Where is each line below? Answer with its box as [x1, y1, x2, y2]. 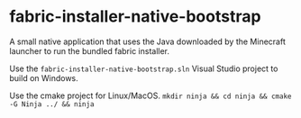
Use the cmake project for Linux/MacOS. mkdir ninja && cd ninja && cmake [9, 90, 292, 101]
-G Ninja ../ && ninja [9, 99, 95, 109]
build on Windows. [9, 72, 78, 83]
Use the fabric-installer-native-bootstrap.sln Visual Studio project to [9, 63, 278, 74]
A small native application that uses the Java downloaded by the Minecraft [9, 36, 286, 47]
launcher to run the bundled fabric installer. [9, 45, 169, 56]
